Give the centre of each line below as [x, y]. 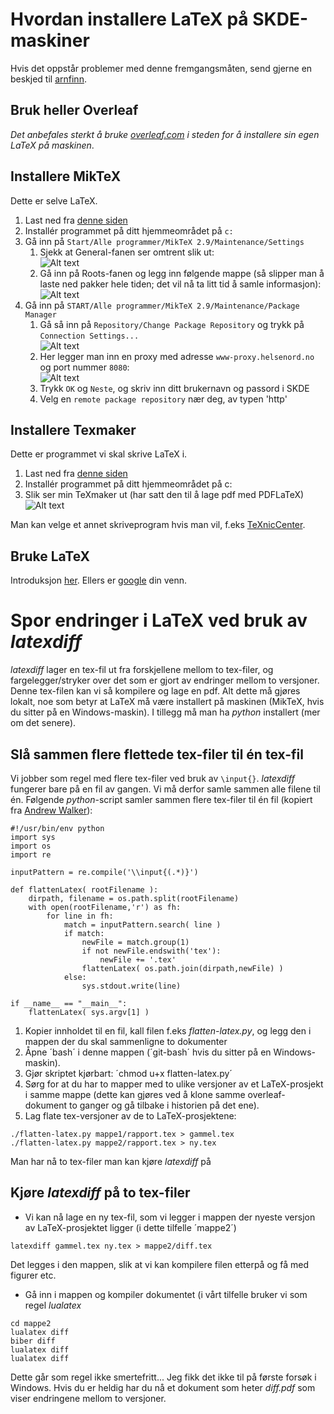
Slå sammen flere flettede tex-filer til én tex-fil [157, 754]
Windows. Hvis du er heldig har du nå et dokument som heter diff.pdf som [163, 1387]
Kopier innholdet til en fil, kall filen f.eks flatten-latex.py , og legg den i [168, 1030]
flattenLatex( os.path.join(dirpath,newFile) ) [182, 968]
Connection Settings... [89, 336]
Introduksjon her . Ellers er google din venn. [99, 580]
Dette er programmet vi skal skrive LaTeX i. [99, 454]
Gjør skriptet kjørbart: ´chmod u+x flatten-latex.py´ [128, 1073]
